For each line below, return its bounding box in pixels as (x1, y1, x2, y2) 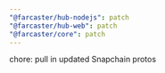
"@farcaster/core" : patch (9, 29, 105, 38)
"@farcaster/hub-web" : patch (9, 21, 118, 30)
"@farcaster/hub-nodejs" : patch (9, 12, 129, 22)
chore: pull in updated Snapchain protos (9, 54, 157, 65)
